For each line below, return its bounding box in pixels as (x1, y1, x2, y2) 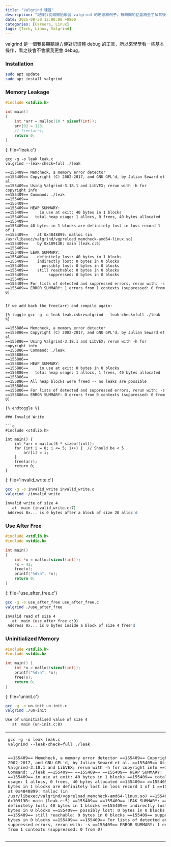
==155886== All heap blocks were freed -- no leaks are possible (5, 379, 147, 384)
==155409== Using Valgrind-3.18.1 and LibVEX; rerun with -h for (5, 184, 147, 189)
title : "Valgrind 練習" (5, 7, 54, 13)
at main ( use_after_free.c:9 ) (12, 618, 79, 623)
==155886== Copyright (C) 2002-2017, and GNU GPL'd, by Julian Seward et (5, 330, 165, 336)
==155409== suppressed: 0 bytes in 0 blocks (5, 273, 120, 278)
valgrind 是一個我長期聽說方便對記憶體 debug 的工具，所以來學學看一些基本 (5, 41, 164, 47)
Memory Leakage (5, 88, 50, 96)
